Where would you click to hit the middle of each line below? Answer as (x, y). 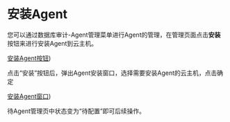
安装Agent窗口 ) (29, 96)
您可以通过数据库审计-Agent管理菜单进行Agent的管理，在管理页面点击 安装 (114, 35)
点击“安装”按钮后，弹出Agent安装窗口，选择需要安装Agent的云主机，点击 (112, 73)
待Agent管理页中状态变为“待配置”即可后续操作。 (76, 111)
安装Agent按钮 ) (29, 58)
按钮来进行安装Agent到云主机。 (52, 43)
